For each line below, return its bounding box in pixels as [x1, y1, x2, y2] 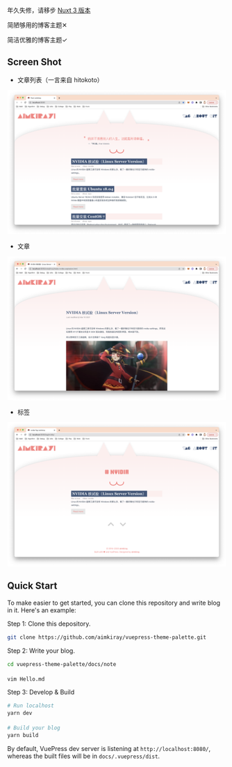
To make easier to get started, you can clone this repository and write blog [7, 598, 221, 607]
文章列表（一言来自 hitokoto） [17, 75, 103, 84]
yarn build [7, 731, 39, 738]
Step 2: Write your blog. [7, 646, 75, 655]
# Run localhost [7, 702, 54, 709]
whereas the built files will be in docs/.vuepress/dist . [7, 752, 160, 760]
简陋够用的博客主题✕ [7, 21, 67, 29]
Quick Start [7, 580, 58, 592]
